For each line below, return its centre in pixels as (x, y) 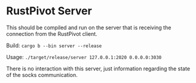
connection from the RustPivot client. (52, 33)
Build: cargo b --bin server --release (54, 45)
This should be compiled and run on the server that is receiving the (89, 27)
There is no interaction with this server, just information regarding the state (98, 68)
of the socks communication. (42, 75)
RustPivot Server (49, 11)
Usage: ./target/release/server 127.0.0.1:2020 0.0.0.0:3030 (84, 57)
